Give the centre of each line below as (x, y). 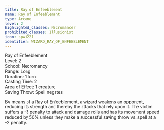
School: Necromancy (26, 66)
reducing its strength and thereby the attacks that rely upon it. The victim (79, 106)
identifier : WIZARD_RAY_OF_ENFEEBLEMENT (47, 42)
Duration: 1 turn (21, 76)
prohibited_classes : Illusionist (39, 32)
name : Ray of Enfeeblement (33, 14)
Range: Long (18, 71)
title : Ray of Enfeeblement (34, 10)
